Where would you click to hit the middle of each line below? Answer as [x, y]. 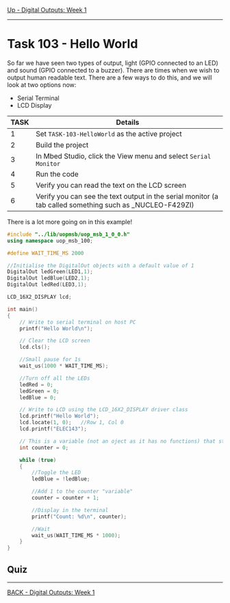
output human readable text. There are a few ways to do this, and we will [110, 77]
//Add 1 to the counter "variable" [82, 492]
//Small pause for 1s [50, 360]
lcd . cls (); [35, 347]
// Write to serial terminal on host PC [78, 322]
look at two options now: [42, 84]
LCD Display [34, 105]
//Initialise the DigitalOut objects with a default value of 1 [101, 266]
